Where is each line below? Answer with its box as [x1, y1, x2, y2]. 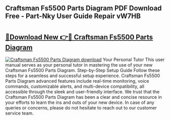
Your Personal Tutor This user [103, 56, 165, 63]
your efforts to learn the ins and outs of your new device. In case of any [5, 99, 154, 105]
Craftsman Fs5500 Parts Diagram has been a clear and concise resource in [5, 94, 162, 100]
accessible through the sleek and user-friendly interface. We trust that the [5, 89, 160, 95]
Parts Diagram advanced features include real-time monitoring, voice [5, 78, 149, 84]
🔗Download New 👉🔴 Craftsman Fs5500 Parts [5, 33, 153, 41]
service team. [5, 110, 34, 116]
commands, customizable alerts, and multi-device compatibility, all [5, 83, 145, 89]
